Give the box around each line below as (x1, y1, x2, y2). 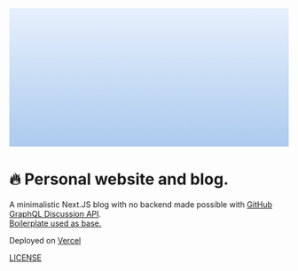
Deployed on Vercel (9, 235, 82, 245)
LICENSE (9, 252, 43, 263)
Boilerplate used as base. (9, 218, 102, 228)
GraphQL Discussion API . (9, 208, 102, 219)
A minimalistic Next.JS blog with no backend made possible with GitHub (9, 198, 273, 210)
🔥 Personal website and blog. (9, 169, 229, 190)
